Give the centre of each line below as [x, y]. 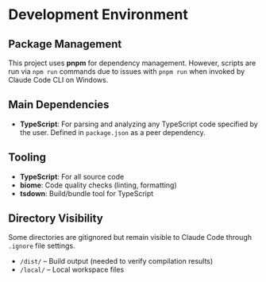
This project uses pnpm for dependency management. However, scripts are [132, 63]
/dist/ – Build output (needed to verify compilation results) [116, 261]
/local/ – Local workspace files [72, 270]
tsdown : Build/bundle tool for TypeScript [87, 193]
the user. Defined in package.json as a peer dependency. [113, 132]
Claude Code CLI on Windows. [58, 80]
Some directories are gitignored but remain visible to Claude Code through [130, 238]
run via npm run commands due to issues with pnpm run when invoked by [127, 71]
